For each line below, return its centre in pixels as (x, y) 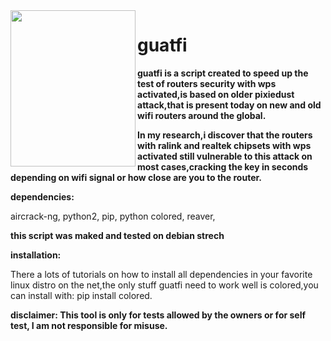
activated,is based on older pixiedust (216, 94)
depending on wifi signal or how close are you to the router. (136, 177)
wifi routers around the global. (202, 115)
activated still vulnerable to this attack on (225, 156)
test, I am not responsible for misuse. (89, 325)
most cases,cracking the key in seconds (223, 166)
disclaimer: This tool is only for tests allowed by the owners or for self (158, 315)
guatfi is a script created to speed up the (223, 73)
